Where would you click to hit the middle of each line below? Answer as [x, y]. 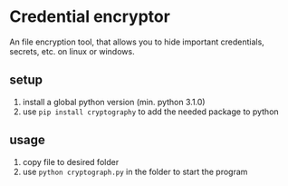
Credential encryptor [90, 17]
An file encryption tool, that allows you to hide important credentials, [137, 42]
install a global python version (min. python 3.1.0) [114, 102]
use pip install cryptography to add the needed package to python [150, 112]
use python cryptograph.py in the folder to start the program [135, 171]
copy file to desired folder [71, 162]
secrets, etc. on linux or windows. [72, 51]
